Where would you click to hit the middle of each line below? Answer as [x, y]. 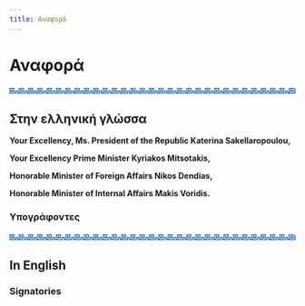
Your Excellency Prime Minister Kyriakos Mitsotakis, [110, 158]
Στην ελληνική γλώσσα [78, 118]
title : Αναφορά [38, 19]
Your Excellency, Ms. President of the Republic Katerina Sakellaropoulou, [150, 141]
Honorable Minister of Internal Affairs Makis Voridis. [110, 193]
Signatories [35, 291]
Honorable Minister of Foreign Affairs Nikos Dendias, [111, 176]
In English [38, 266]
